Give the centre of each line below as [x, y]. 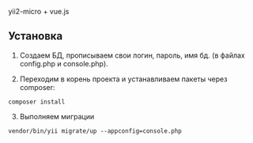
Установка [36, 36]
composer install [37, 102]
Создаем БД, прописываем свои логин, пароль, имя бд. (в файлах [132, 55]
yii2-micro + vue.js [39, 11]
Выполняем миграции [57, 116]
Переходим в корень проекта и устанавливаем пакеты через [123, 79]
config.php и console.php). [64, 63]
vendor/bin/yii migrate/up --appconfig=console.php [95, 131]
